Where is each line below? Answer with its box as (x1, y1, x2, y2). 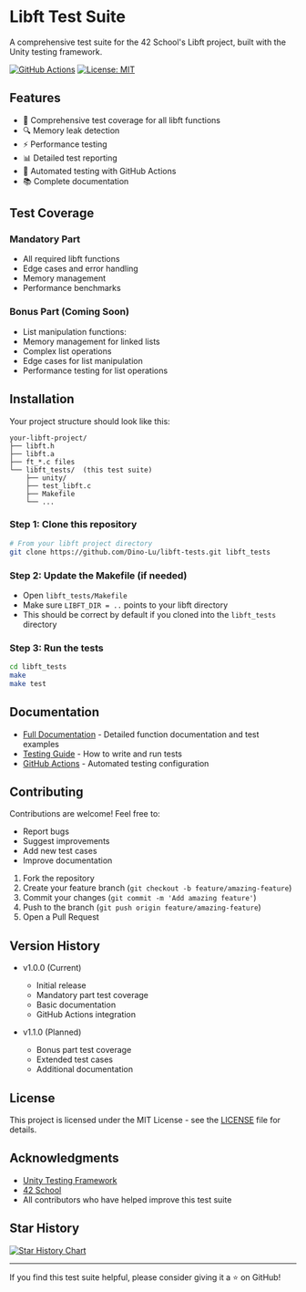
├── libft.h (9, 441, 55, 451)
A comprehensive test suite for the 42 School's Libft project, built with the (9, 36, 287, 47)
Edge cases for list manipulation (22, 355, 143, 366)
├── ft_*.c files (9, 457, 76, 466)
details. (9, 1124, 37, 1135)
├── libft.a (9, 449, 55, 458)
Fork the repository (22, 873, 96, 884)
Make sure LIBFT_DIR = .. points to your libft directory (22, 599, 229, 610)
